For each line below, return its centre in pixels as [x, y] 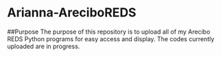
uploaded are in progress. [44, 46]
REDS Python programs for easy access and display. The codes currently [111, 38]
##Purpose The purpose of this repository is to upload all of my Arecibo [109, 32]
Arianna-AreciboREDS [72, 13]
